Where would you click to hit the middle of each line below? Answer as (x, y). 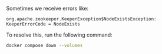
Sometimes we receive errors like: (47, 8)
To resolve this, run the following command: (59, 35)
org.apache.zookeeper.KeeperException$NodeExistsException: (82, 19)
